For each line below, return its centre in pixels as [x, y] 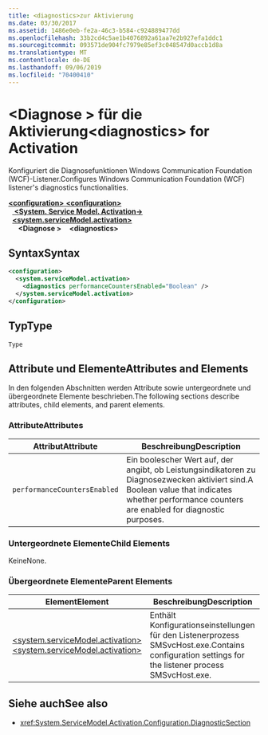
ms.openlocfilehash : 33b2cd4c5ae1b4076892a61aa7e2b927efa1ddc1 [116, 38]
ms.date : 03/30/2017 [43, 23]
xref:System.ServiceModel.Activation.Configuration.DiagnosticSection [135, 723]
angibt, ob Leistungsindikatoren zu [191, 470]
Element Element [77, 602]
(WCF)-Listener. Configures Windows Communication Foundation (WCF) [127, 179]
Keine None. [28, 560]
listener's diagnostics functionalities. [69, 187]
